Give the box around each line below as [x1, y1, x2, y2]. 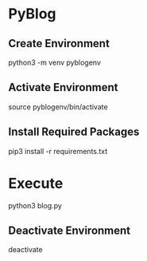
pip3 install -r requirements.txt [8, 146, 108, 156]
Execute [8, 174, 64, 192]
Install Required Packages [8, 125, 140, 139]
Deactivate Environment [8, 223, 131, 237]
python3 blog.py [8, 200, 62, 210]
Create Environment [8, 37, 110, 50]
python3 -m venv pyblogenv [8, 57, 102, 67]
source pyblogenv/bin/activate [8, 101, 109, 112]
